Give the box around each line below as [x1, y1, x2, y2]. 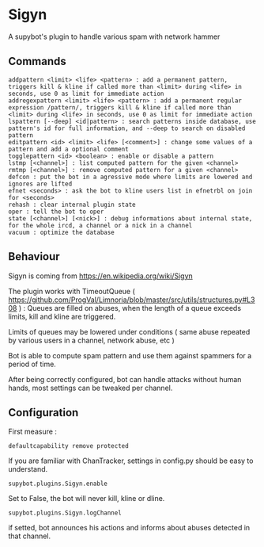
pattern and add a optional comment [8, 145, 129, 153]
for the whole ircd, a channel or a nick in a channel [8, 221, 193, 229]
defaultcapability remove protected [8, 442, 129, 450]
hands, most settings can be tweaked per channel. [8, 383, 173, 392]
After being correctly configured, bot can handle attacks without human [8, 374, 242, 384]
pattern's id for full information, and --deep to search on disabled [8, 124, 246, 132]
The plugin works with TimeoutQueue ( [8, 286, 136, 296]
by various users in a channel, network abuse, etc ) [8, 335, 175, 345]
